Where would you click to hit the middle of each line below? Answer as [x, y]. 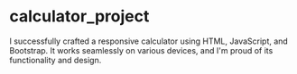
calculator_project [79, 16]
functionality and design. [56, 60]
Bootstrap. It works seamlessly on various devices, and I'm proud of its [141, 50]
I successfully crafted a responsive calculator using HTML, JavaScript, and [149, 41]
